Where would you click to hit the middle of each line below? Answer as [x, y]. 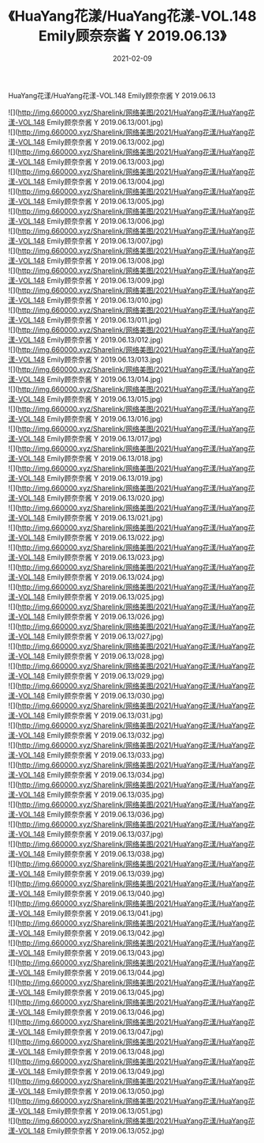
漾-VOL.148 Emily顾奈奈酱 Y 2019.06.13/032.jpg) [87, 735]
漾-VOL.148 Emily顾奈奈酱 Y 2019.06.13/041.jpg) [86, 913]
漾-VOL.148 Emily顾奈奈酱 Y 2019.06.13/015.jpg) [86, 399]
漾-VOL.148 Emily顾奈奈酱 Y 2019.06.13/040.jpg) [87, 893]
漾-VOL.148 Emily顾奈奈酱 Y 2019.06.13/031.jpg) [86, 715]
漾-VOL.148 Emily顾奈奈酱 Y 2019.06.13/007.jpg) [86, 240]
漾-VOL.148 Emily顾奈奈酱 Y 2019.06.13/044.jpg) [87, 972]
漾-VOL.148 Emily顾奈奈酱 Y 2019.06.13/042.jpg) [87, 933]
